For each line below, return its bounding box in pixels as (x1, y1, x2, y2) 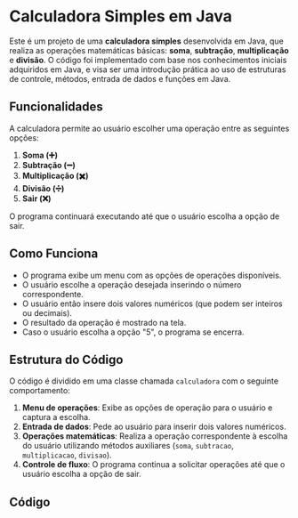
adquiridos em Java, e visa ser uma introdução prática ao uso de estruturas (9, 64, 286, 75)
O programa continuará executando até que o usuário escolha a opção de (9, 211, 280, 222)
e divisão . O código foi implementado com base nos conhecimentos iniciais (9, 54, 287, 65)
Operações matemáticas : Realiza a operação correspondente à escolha (21, 431, 288, 441)
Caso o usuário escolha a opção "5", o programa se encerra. (21, 327, 245, 337)
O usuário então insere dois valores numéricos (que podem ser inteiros (21, 298, 283, 309)
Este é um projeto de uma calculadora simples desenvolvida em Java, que (9, 36, 285, 46)
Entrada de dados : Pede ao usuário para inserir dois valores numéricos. (21, 421, 286, 433)
